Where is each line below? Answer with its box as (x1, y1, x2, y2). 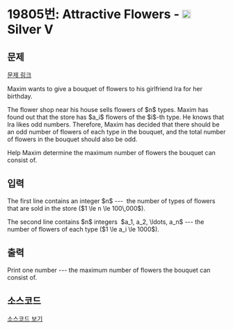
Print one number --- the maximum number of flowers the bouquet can (7, 266, 211, 274)
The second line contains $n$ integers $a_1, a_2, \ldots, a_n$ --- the (7, 217, 204, 226)
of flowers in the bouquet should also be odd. (7, 135, 138, 143)
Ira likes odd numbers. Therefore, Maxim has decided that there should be (7, 120, 220, 129)
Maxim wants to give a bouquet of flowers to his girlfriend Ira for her (7, 85, 203, 93)
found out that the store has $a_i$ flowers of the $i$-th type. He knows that (7, 113, 225, 121)
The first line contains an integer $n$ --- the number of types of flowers (7, 196, 216, 205)
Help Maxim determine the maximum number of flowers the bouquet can (7, 149, 216, 157)
